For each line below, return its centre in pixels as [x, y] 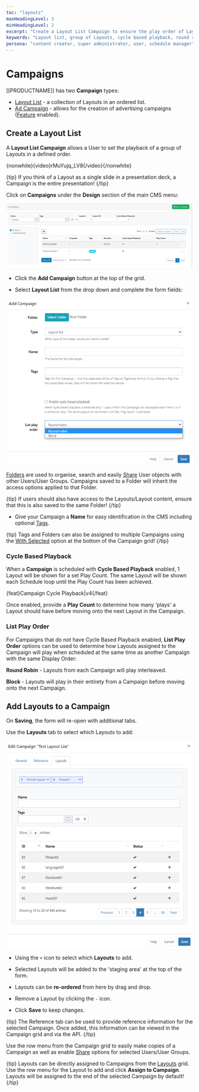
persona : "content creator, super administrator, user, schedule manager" [100, 44]
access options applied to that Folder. [52, 487]
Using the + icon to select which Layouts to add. [74, 958]
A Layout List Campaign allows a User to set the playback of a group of [94, 147]
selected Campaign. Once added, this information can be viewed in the [93, 1028]
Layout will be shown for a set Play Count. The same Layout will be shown [96, 575]
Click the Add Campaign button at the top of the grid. [80, 278]
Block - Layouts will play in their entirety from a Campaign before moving [95, 681]
